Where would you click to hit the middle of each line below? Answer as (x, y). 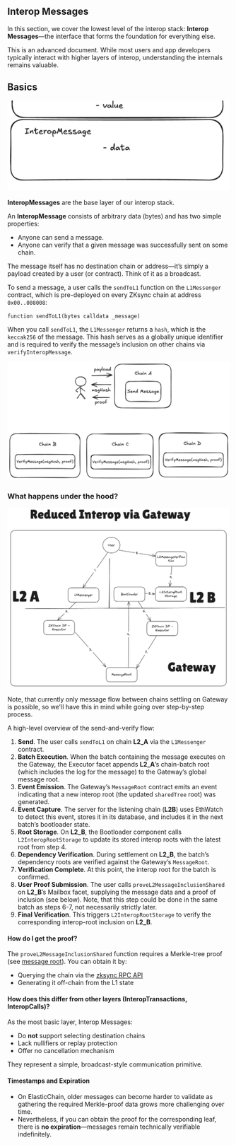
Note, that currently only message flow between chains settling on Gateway (118, 699)
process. (20, 714)
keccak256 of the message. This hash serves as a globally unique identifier (116, 337)
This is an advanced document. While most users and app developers (109, 50)
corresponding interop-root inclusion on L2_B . (85, 922)
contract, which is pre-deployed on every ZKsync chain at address (104, 295)
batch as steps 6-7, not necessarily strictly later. (87, 907)
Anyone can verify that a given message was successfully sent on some (123, 245)
